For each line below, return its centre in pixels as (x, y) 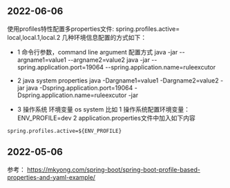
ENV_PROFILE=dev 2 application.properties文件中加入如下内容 (106, 118)
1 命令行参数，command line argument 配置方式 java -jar (97, 52)
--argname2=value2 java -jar (109, 60)
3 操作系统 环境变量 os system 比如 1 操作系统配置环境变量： (104, 109)
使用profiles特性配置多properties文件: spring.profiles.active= (94, 29)
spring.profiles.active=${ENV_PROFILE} (65, 131)
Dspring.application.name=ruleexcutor (72, 95)
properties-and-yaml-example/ (51, 177)
